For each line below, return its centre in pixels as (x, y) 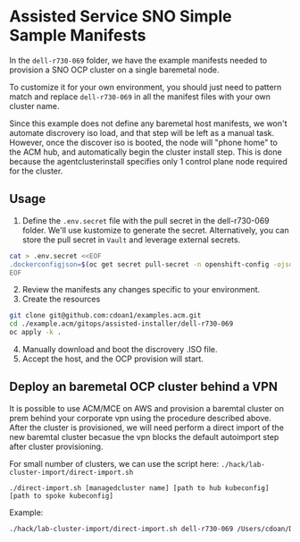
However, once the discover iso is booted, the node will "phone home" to (144, 142)
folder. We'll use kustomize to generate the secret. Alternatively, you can (155, 230)
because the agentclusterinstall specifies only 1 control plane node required (149, 161)
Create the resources (61, 299)
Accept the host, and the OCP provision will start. (112, 359)
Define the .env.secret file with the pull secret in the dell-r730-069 (146, 220)
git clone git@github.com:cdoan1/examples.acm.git (105, 316)
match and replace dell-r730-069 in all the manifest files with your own (140, 97)
